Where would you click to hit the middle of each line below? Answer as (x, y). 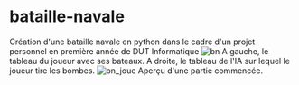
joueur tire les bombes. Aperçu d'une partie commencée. (136, 71)
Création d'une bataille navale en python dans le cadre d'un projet (132, 42)
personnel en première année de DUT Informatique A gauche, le (139, 51)
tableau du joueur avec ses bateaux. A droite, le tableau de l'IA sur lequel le (150, 61)
